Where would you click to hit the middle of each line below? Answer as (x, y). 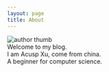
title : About (26, 20)
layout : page (26, 13)
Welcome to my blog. (37, 47)
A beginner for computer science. (55, 61)
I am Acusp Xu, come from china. (54, 54)
